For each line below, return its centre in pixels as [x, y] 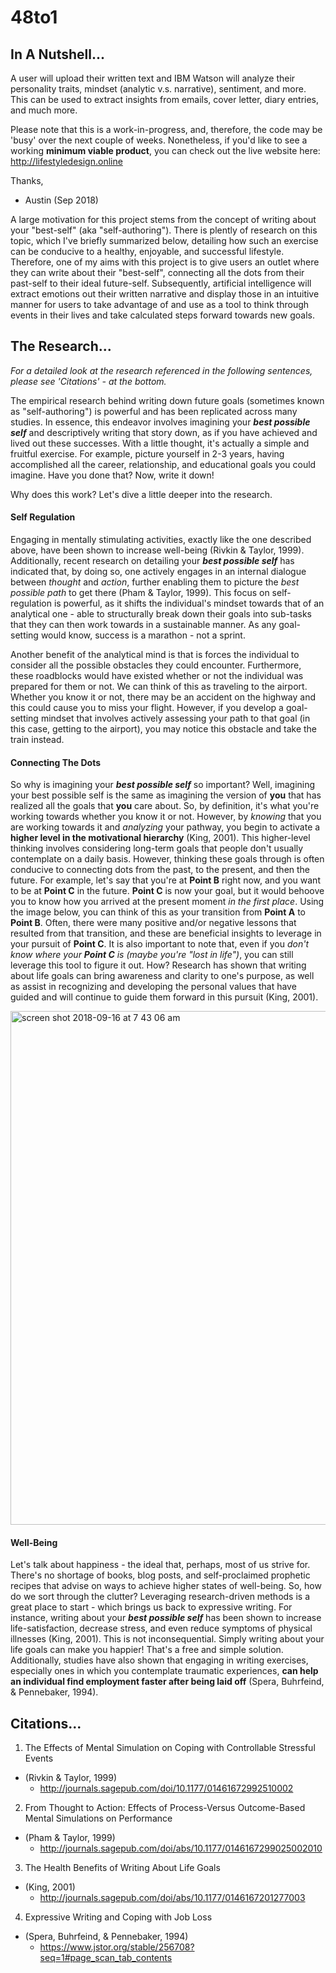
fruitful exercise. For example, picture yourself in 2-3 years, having [147, 453]
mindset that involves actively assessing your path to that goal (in [175, 718]
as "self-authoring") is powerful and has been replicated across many [154, 411]
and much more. [44, 110]
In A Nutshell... [57, 54]
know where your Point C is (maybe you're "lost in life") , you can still [152, 955]
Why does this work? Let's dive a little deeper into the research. [141, 494]
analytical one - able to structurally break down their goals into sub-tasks [161, 614]
